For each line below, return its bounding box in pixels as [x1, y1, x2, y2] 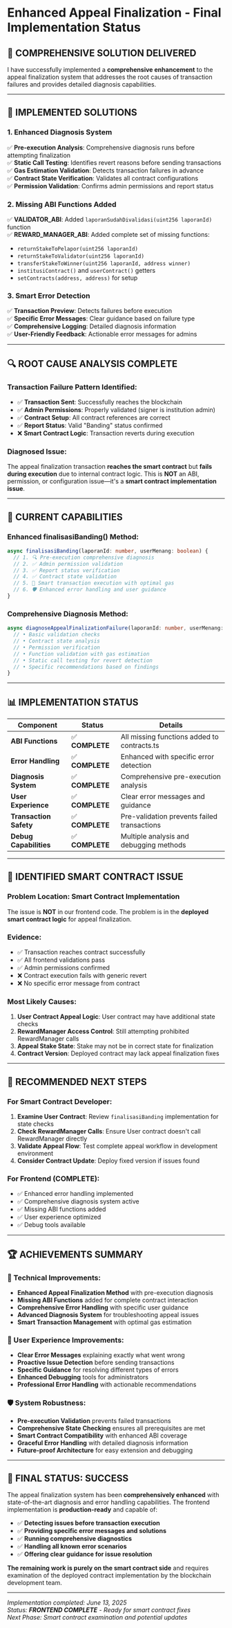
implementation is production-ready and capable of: [7, 1505, 157, 1514]
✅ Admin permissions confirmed [17, 964, 110, 972]
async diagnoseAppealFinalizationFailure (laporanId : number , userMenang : [7, 625, 224, 632]
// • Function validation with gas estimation [13, 650, 150, 657]
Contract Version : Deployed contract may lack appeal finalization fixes [17, 1049, 220, 1057]
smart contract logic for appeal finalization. [7, 915, 132, 923]
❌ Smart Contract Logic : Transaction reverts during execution [17, 429, 195, 437]
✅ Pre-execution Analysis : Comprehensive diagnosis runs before [7, 143, 195, 152]
